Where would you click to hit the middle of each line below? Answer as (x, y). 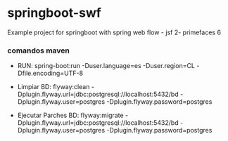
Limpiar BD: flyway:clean (53, 87)
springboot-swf (55, 13)
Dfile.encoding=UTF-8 (50, 73)
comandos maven (39, 51)
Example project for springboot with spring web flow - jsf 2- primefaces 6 (114, 32)
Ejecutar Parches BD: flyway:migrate (71, 115)
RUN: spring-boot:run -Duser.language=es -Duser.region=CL (106, 66)
